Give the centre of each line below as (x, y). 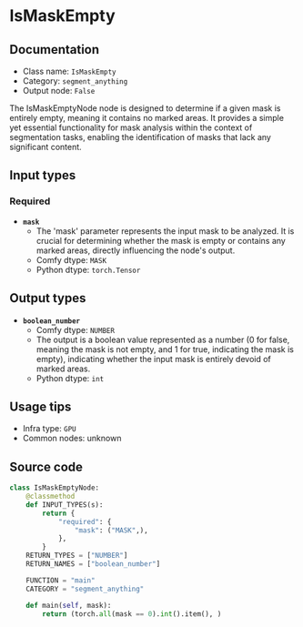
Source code (46, 466)
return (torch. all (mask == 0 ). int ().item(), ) (132, 614)
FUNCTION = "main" (61, 580)
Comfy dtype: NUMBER (76, 329)
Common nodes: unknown (72, 439)
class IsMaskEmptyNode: (55, 488)
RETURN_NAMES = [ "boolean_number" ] (93, 564)
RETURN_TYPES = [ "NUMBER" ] (77, 556)
